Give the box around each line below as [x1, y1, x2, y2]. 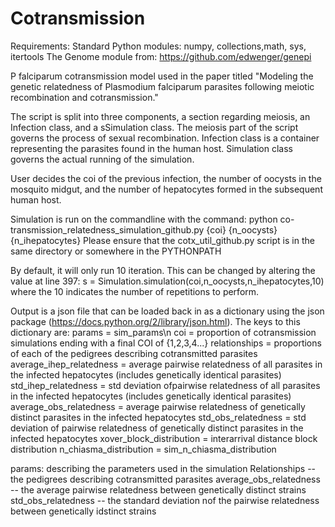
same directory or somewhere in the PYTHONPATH [10, 245, 222, 257]
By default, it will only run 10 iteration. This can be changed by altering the [10, 264, 316, 276]
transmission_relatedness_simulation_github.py [10, 223, 205, 236]
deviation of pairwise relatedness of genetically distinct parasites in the [10, 422, 304, 434]
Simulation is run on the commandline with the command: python [10, 213, 278, 225]
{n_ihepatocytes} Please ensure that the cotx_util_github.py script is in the [10, 234, 315, 246]
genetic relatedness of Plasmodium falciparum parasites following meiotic [10, 80, 315, 92]
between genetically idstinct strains [10, 505, 157, 517]
